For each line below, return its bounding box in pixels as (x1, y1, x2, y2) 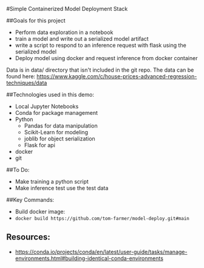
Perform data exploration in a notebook (15, 29, 114, 36)
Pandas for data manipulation (24, 122, 98, 129)
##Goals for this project (6, 17, 66, 24)
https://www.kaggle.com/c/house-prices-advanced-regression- (36, 73, 197, 80)
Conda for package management (15, 109, 98, 116)
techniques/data (6, 79, 47, 86)
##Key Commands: (6, 196, 55, 203)
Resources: (6, 232, 50, 242)
